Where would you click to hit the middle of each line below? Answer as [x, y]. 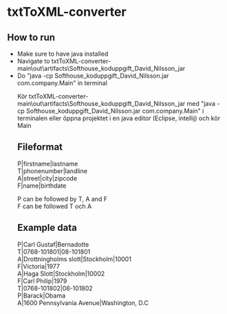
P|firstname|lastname [47, 164]
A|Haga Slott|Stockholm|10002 [61, 273]
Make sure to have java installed [63, 54]
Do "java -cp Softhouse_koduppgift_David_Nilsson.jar [93, 76]
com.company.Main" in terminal [62, 83]
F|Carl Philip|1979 [42, 281]
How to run [31, 37]
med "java [201, 103]
